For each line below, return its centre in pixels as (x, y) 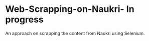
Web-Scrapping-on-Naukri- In (70, 9)
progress (24, 20)
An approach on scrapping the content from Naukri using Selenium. (75, 33)
